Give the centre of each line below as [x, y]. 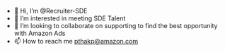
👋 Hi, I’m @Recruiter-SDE [51, 11]
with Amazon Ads [40, 33]
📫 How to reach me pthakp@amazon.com [76, 41]
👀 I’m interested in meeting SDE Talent [70, 18]
